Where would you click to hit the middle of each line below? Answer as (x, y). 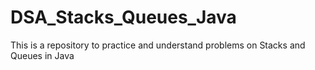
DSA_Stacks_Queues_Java (123, 17)
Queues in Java (42, 55)
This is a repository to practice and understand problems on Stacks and (158, 45)
